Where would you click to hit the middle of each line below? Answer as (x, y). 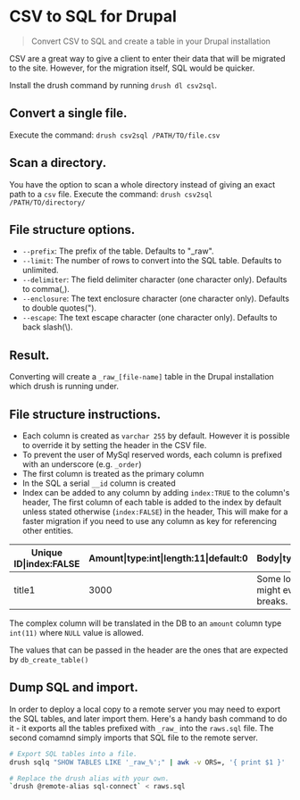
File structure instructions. (85, 414)
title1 (25, 590)
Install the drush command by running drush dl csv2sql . (113, 85)
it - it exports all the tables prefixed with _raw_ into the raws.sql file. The (142, 728)
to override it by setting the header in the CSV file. (114, 445)
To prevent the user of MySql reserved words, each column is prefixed (152, 454)
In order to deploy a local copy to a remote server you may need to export (145, 709)
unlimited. (40, 271)
